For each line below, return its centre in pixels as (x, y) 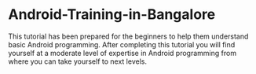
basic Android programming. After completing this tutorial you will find (122, 44)
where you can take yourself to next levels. (78, 61)
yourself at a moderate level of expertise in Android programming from (123, 53)
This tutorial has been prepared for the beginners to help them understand (128, 36)
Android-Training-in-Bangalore (112, 15)
